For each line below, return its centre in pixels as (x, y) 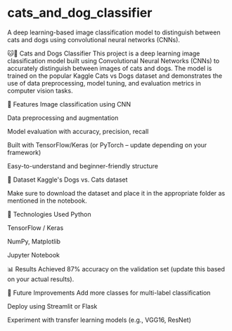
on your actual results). (41, 279)
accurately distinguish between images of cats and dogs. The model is (110, 68)
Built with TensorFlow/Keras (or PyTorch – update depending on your (107, 144)
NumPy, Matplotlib (34, 241)
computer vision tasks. (40, 90)
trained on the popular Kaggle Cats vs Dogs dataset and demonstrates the (115, 76)
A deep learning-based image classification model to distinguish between (114, 32)
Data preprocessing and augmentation (63, 118)
